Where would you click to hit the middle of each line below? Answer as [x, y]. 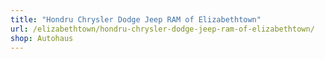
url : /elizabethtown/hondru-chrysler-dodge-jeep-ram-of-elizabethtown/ [162, 29]
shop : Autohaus [42, 38]
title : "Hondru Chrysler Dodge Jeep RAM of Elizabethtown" [136, 19]
